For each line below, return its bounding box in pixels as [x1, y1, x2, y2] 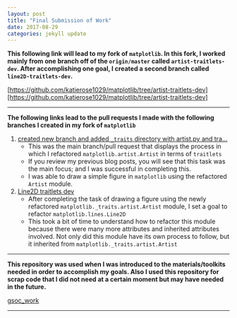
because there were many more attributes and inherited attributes [28, 225, 220, 233]
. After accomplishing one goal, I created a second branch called [16, 64, 209, 73]
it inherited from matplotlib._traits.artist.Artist [28, 240, 178, 248]
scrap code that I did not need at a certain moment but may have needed [7, 275, 224, 283]
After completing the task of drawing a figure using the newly [28, 195, 207, 204]
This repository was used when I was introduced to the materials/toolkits [7, 260, 226, 269]
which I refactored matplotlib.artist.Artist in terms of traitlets [28, 150, 222, 158]
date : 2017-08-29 [7, 23, 59, 30]
